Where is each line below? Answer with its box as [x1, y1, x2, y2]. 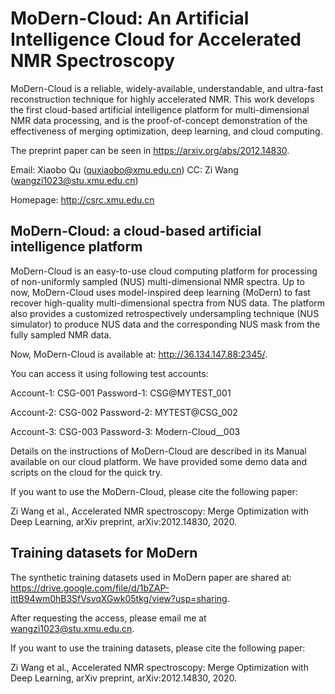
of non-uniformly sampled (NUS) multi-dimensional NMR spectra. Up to [10, 275, 305, 287]
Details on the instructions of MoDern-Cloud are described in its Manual [10, 445, 307, 457]
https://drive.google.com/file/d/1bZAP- [10, 582, 170, 594]
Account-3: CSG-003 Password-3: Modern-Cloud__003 [10, 425, 241, 437]
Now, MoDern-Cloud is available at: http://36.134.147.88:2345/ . [10, 348, 268, 360]
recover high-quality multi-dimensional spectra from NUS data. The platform [10, 297, 326, 309]
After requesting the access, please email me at [10, 612, 207, 624]
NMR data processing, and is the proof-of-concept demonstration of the [10, 114, 308, 126]
